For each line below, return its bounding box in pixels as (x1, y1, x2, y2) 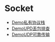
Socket (4, 3, 34, 14)
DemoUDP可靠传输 (11, 31, 50, 37)
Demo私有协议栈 (11, 19, 45, 25)
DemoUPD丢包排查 (11, 25, 50, 31)
